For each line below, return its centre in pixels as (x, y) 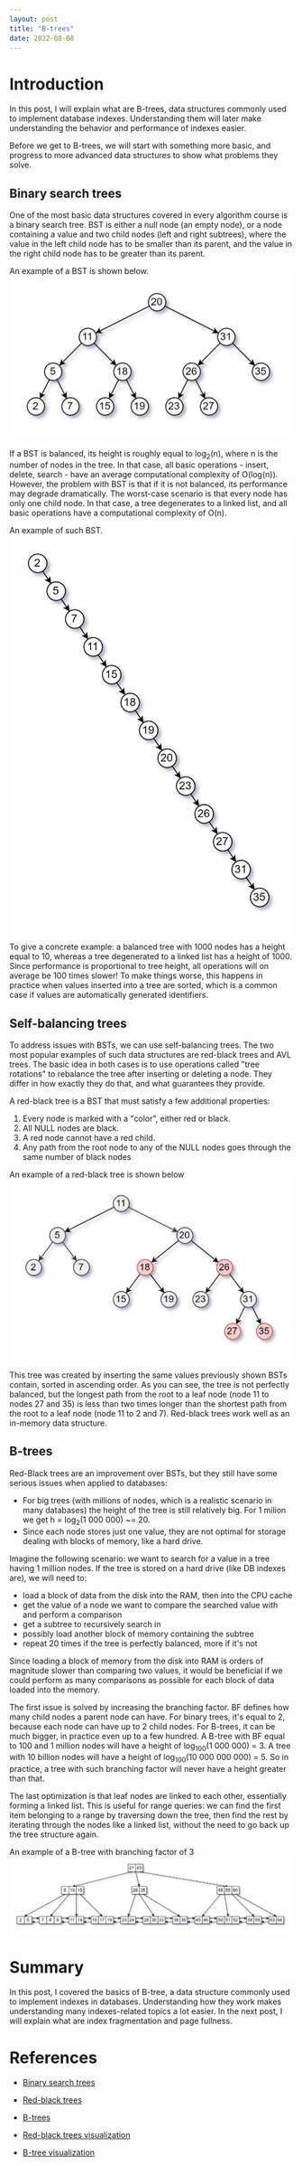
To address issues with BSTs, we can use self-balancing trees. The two (142, 1045)
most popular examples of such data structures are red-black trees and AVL (150, 1055)
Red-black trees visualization (76, 2135)
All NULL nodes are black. (71, 1128)
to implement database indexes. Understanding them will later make (135, 118)
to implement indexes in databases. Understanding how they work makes (146, 2001)
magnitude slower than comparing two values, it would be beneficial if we (146, 1670)
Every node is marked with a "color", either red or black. (127, 1119)
